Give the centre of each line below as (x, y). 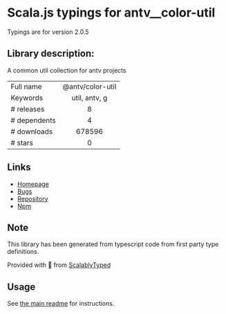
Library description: (51, 54)
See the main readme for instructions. (61, 304)
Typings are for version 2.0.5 (48, 32)
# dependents (34, 120)
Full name (27, 86)
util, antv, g (90, 98)
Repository (32, 198)
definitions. (23, 252)
